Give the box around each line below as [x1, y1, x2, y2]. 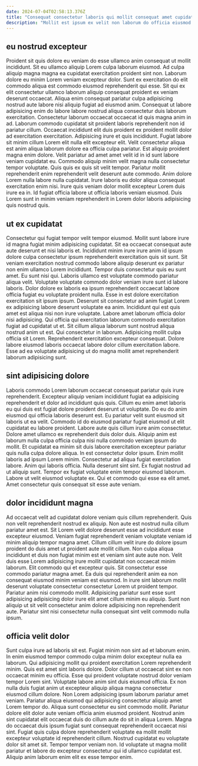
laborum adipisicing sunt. [6, 354, 68, 361]
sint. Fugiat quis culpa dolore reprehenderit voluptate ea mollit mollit [6, 728, 171, 736]
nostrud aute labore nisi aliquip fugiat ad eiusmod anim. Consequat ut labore [6, 101, 192, 108]
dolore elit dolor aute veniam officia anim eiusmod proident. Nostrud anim [6, 710, 185, 717]
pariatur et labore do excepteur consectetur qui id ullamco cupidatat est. [6, 747, 182, 754]
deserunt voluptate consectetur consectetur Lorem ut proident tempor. [6, 583, 178, 590]
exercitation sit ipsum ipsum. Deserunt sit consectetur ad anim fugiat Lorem [6, 297, 190, 304]
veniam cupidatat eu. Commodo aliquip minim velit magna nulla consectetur [6, 158, 190, 165]
